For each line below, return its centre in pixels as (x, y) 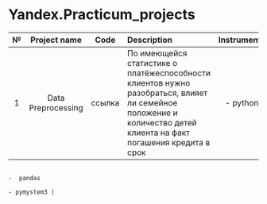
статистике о (152, 63)
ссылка (105, 102)
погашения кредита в (168, 142)
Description (149, 40)
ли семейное (152, 102)
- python (242, 102)
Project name (56, 40)
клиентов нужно (159, 83)
